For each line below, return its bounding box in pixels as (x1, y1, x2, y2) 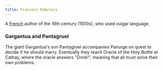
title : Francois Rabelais (5, 7, 58, 12)
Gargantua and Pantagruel (5, 33, 69, 40)
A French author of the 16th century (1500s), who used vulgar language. (5, 21, 150, 26)
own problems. (5, 59, 35, 65)
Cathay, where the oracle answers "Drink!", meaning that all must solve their (5, 54, 158, 60)
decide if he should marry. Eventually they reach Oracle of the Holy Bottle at (5, 49, 158, 55)
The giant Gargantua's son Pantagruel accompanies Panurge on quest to (5, 44, 152, 49)
